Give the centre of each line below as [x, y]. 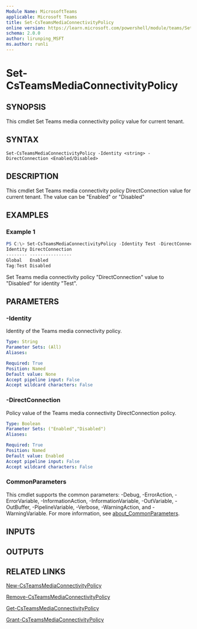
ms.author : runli [27, 45]
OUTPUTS [25, 552]
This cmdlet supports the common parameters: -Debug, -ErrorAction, [90, 494]
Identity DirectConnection [39, 250]
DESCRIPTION [32, 176]
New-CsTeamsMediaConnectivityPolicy [54, 586]
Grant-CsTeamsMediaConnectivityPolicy [55, 620]
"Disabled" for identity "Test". [42, 283]
